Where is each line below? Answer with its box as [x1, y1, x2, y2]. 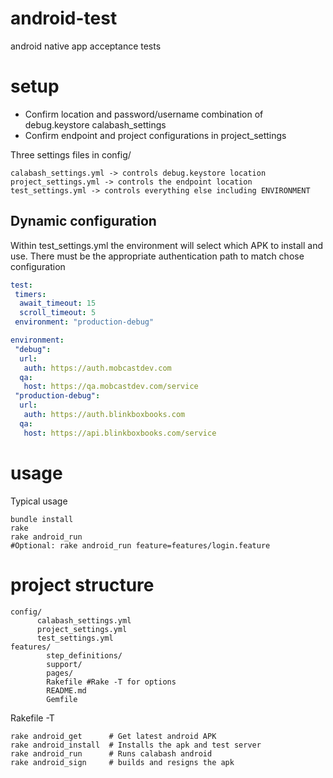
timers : [14, 289, 47, 299]
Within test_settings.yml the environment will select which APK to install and [10, 239, 324, 251]
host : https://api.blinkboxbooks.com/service [23, 428, 217, 438]
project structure [10, 573, 155, 596]
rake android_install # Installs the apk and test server [10, 740, 262, 750]
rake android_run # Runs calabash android [10, 748, 213, 759]
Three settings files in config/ [10, 148, 132, 161]
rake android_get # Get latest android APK [10, 731, 217, 741]
